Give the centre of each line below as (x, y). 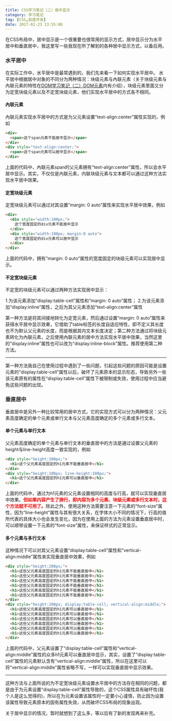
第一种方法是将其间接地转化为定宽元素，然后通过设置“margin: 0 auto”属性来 (85, 318)
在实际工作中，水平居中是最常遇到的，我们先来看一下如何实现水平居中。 (81, 73)
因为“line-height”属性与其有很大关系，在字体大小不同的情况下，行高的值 (90, 513)
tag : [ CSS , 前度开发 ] (26, 19)
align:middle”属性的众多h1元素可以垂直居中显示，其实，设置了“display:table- (86, 655)
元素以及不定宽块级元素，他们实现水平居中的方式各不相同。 (90, 92)
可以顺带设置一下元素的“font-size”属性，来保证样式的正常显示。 (73, 525)
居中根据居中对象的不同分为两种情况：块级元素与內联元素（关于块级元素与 (88, 79)
